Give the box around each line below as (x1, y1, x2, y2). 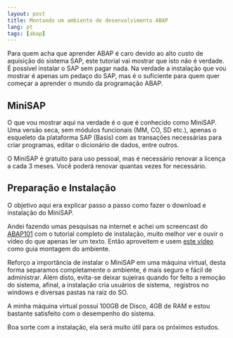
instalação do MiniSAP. (7, 208, 74, 217)
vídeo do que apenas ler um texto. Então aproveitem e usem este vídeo (7, 237, 214, 245)
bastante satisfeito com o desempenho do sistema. (7, 309, 156, 318)
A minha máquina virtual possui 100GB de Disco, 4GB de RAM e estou (7, 301, 210, 310)
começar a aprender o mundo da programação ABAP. (7, 79, 163, 88)
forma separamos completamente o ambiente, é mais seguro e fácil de (7, 265, 213, 274)
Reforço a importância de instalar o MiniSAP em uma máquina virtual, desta (7, 258, 227, 266)
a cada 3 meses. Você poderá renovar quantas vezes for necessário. (7, 162, 207, 170)
